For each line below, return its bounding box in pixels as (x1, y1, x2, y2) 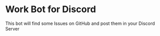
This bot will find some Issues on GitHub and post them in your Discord (5, 20, 155, 26)
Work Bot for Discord (5, 4, 96, 15)
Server (5, 25, 19, 31)
